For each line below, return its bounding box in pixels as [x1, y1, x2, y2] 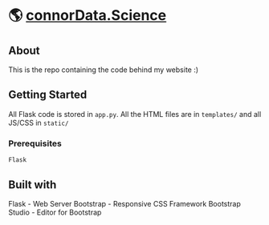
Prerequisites [8, 138, 62, 149]
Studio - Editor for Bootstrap [8, 207, 102, 217]
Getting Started [8, 88, 88, 102]
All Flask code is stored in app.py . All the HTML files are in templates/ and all [8, 109, 262, 119]
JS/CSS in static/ [8, 118, 69, 127]
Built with [8, 178, 57, 191]
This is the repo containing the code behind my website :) [8, 65, 199, 74]
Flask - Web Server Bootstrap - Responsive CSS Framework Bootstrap [8, 199, 241, 208]
